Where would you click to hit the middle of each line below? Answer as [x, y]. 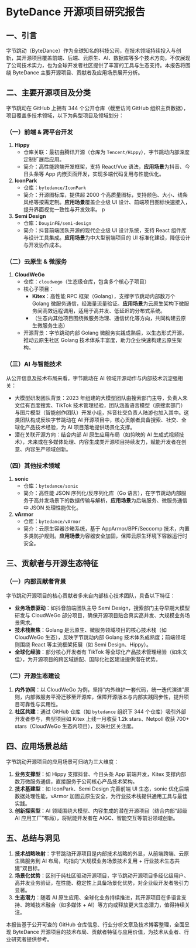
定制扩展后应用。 [44, 159]
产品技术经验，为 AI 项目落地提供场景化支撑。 [80, 427]
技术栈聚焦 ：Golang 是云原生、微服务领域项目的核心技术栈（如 [90, 629]
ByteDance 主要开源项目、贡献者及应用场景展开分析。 [78, 73]
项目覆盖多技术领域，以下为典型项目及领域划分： [65, 115]
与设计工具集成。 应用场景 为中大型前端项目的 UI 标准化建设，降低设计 [107, 238]
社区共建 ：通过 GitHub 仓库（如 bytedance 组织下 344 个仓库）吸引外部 [100, 711]
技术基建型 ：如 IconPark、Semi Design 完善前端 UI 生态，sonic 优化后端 [102, 789]
